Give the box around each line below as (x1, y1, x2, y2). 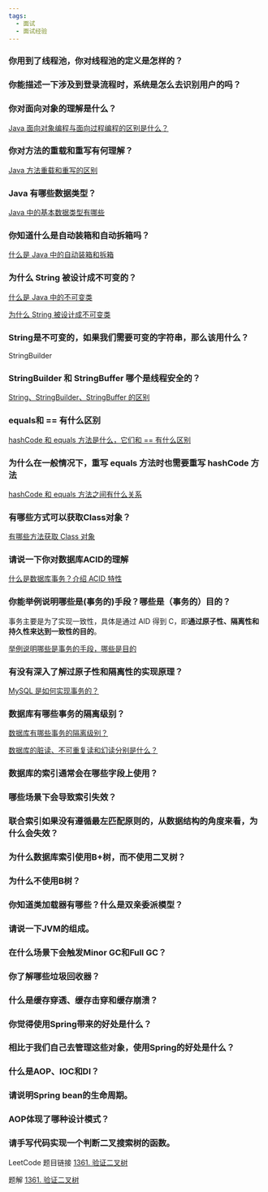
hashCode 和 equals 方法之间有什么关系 (8, 489, 142, 499)
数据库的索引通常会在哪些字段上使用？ (8, 768, 158, 779)
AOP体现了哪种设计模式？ (8, 1114, 110, 1125)
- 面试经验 (15, 27, 48, 35)
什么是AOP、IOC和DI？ (8, 1066, 100, 1077)
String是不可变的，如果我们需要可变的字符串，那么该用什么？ (8, 332, 249, 343)
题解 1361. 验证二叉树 (8, 1175, 80, 1185)
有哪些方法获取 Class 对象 (8, 531, 96, 541)
